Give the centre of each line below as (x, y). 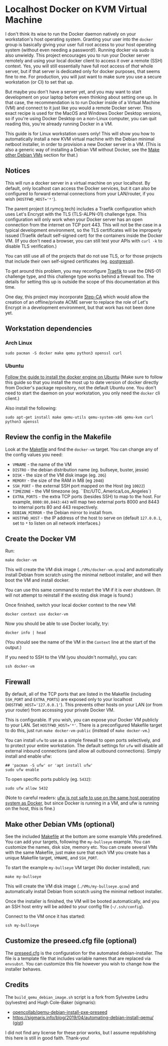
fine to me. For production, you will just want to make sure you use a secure (83, 76)
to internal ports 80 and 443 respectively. (55, 507)
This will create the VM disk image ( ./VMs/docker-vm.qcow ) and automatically (84, 570)
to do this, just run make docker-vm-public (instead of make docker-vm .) (78, 731)
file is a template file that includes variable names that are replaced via (78, 958)
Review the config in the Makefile (58, 437)
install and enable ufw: (29, 756)
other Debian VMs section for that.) (42, 155)
